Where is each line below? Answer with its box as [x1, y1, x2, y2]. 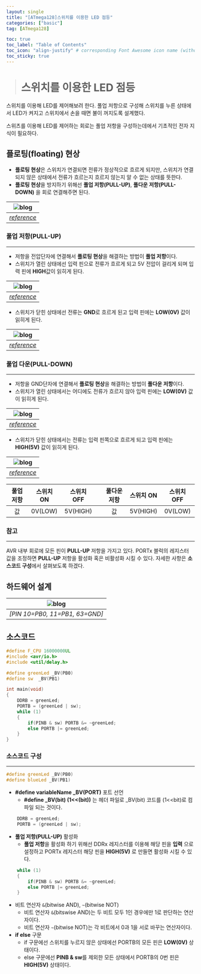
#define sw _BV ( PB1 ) [6, 676, 60, 682]
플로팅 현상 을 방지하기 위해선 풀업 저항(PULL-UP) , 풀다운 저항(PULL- [14, 181, 176, 188]
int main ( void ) [6, 687, 44, 693]
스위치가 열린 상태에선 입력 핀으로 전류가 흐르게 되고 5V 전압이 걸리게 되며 [14, 260, 188, 267]
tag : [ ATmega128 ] [6, 25, 50, 32]
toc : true [6, 37, 31, 43]
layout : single [6, 8, 44, 15]
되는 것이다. [35, 804, 63, 811]
